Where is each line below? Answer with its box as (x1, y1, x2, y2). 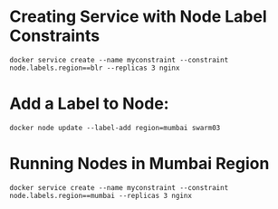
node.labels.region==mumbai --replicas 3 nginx (9, 191, 193, 200)
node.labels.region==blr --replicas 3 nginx (9, 63, 180, 72)
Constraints (9, 25, 101, 46)
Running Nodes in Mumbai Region (9, 154, 270, 174)
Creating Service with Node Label (9, 6, 267, 27)
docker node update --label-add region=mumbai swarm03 (9, 123, 221, 132)
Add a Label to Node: (9, 93, 169, 114)
